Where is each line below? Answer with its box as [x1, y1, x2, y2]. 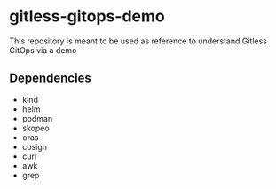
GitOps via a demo [9, 44, 77, 55]
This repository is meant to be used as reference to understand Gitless [9, 35, 268, 46]
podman [21, 113, 53, 123]
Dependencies [9, 71, 91, 86]
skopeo [21, 122, 51, 133]
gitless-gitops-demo [9, 6, 166, 27]
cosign [21, 141, 47, 152]
